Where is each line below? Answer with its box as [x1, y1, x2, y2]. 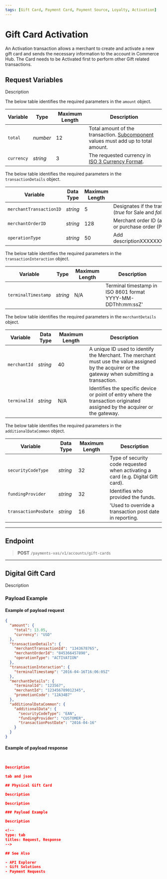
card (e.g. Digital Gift [109, 473, 158, 480]
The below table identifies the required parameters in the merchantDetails [5, 314, 157, 320]
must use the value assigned [89, 358, 156, 365]
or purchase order [113, 223, 156, 230]
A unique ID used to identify [89, 345, 154, 352]
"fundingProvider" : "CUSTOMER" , [18, 716, 85, 721]
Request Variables [5, 75, 63, 84]
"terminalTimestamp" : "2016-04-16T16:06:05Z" [14, 669, 110, 674]
